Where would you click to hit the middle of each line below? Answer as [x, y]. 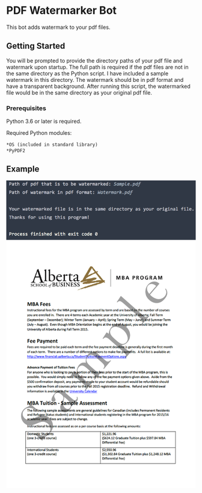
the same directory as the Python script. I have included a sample [87, 73]
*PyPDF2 [16, 151]
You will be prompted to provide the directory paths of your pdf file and [94, 60]
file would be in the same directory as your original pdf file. [79, 92]
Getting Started [36, 46]
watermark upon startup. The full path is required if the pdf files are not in [97, 67]
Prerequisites [26, 108]
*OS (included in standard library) [52, 145]
